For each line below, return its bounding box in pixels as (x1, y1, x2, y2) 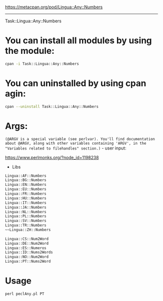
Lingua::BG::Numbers (5, 178, 47, 183)
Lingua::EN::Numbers (5, 182, 47, 187)
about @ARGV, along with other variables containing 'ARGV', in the (5, 141, 147, 146)
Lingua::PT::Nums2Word (5, 259, 51, 264)
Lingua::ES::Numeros (5, 245, 47, 251)
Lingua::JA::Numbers (5, 205, 47, 210)
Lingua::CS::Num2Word (5, 236, 49, 241)
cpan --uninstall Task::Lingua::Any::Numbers (5, 104, 98, 109)
